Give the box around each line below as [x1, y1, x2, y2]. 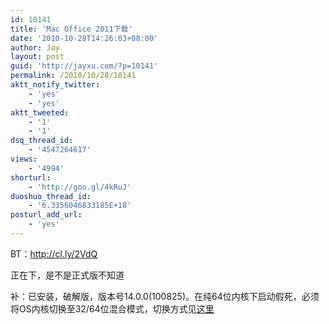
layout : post [10, 52, 65, 62]
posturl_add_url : [10, 210, 83, 220]
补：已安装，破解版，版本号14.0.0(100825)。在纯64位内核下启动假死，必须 [10, 290, 320, 302]
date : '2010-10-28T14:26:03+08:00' [10, 33, 159, 43]
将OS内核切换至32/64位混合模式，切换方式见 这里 [10, 302, 215, 315]
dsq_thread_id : [10, 136, 74, 146]
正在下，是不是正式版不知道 [10, 269, 125, 281]
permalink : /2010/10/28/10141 [10, 71, 137, 81]
